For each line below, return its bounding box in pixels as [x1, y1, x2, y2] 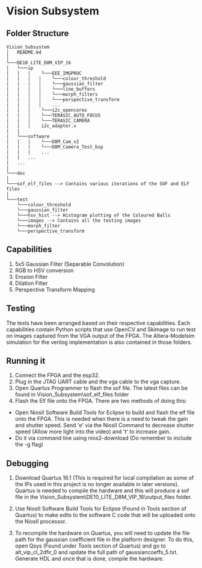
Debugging [6, 458, 49, 468]
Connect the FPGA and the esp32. [14, 371, 100, 379]
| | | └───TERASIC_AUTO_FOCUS [6, 112, 101, 118]
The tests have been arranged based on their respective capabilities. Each [6, 319, 191, 326]
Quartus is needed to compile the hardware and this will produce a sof [14, 487, 189, 494]
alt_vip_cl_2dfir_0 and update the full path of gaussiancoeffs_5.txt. [14, 549, 179, 556]
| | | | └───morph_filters [6, 91, 98, 97]
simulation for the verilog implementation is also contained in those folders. [6, 338, 192, 346]
